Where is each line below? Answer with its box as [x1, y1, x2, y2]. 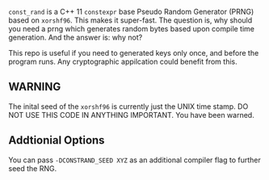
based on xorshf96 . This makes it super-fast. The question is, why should [8, 15, 253, 25]
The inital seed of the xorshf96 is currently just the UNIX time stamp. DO [8, 101, 249, 111]
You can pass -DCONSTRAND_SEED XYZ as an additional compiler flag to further [8, 155, 261, 165]
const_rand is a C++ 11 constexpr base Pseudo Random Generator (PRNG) [8, 7, 254, 16]
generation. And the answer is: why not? [8, 32, 143, 42]
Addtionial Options [8, 133, 105, 148]
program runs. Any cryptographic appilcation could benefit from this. [8, 57, 237, 66]
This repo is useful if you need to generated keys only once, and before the [8, 48, 259, 57]
